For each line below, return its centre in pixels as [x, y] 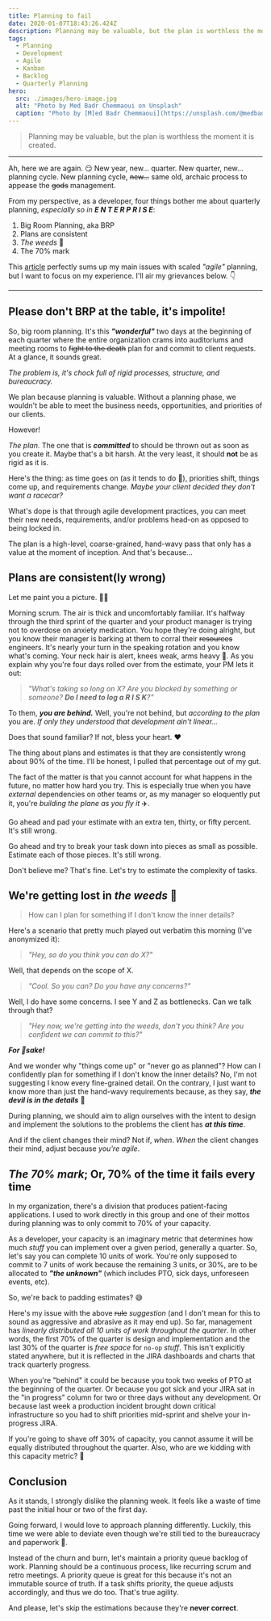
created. [42, 145]
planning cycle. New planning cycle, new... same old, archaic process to [128, 177]
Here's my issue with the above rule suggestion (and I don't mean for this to [134, 1313]
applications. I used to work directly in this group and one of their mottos [129, 1215]
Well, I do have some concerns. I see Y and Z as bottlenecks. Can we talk [130, 1002]
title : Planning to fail [50, 16]
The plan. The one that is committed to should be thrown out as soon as [129, 445]
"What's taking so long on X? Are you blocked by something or [133, 688]
